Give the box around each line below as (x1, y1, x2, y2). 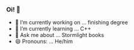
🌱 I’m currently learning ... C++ (14, 25, 91, 32)
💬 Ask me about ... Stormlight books (14, 32, 104, 39)
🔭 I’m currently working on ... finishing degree (14, 19, 128, 26)
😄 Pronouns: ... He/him (14, 38, 73, 45)
